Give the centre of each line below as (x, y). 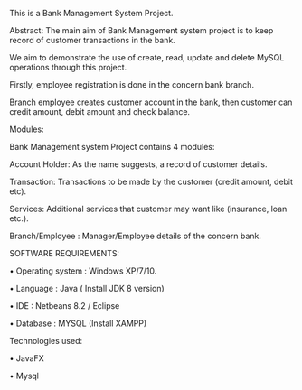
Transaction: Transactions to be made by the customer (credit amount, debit (151, 181)
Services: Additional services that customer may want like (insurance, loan (148, 209)
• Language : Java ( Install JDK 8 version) (87, 288)
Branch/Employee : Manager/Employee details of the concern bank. (136, 236)
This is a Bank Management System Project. (91, 13)
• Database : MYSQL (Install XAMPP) (78, 323)
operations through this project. (68, 67)
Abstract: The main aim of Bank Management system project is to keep (142, 30)
